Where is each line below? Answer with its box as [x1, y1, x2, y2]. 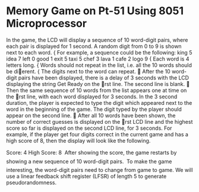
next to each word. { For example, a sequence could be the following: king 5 [6, 49, 192, 56]
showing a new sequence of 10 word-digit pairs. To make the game [6, 158, 172, 165]
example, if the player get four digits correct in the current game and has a [6, 130, 189, 137]
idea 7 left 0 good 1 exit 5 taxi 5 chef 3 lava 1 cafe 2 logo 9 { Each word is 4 [6, 55, 189, 62]
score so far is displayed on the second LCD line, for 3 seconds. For [6, 124, 172, 132]
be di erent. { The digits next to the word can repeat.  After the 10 [6, 68, 170, 75]
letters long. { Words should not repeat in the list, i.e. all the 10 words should [6, 61, 192, 69]
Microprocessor [6, 17, 87, 30]
